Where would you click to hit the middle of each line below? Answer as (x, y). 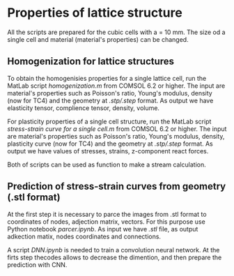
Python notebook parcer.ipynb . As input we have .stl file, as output (103, 229)
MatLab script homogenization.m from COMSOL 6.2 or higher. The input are (116, 86)
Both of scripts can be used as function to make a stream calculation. (107, 164)
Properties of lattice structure (95, 13)
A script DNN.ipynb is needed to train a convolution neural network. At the (114, 250)
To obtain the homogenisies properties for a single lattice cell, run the (107, 78)
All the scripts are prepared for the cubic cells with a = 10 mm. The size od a (116, 32)
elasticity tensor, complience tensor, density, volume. (84, 108)
